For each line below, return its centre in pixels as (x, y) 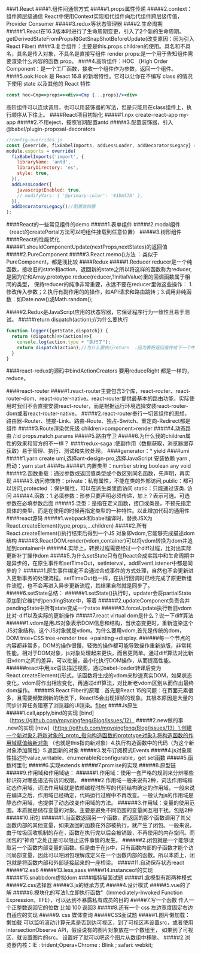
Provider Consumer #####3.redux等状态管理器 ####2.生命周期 (84, 24)
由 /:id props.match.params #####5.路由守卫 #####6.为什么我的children (96, 436)
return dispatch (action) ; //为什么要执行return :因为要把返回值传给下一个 (104, 347)
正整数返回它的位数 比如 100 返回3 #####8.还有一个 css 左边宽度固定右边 (102, 908)
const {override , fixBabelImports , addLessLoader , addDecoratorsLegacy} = (101, 146)
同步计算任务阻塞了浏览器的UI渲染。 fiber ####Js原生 (72, 705)
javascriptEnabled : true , (49, 190)
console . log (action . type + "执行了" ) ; (64, 342)
